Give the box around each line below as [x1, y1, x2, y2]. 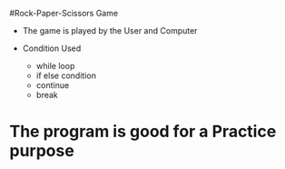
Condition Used [22, 43, 82, 54]
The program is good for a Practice [9, 122, 277, 142]
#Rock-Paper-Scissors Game [9, 8, 119, 18]
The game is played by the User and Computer [22, 25, 198, 35]
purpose [9, 141, 74, 162]
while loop [35, 61, 75, 71]
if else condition [35, 70, 97, 81]
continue [35, 80, 70, 90]
